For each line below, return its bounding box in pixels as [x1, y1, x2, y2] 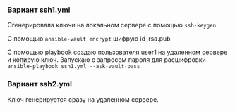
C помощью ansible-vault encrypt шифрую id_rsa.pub [7, 34, 171, 43]
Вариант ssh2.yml [7, 79, 73, 89]
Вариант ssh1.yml [7, 5, 71, 15]
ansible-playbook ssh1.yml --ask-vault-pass [7, 63, 140, 70]
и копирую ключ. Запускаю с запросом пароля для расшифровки [7, 55, 206, 64]
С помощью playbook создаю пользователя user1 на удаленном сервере [7, 48, 228, 57]
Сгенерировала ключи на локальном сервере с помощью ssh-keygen [7, 21, 217, 30]
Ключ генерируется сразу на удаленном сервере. [7, 95, 159, 103]
